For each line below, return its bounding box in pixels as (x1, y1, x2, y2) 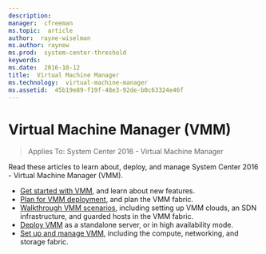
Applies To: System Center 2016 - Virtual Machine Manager (27, 147, 224, 157)
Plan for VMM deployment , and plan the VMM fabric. (19, 195, 194, 204)
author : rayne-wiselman (8, 34, 91, 42)
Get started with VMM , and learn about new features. (19, 186, 196, 196)
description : (8, 11, 52, 20)
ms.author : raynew (8, 42, 69, 50)
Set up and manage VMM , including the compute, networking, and (19, 228, 239, 238)
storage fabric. (19, 237, 69, 247)
